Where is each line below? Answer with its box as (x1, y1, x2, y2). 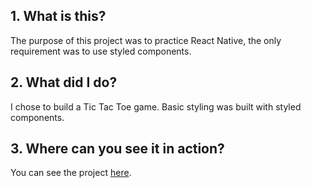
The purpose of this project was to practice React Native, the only (10, 34, 282, 46)
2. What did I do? (10, 74, 118, 91)
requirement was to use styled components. (10, 45, 192, 57)
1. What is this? (10, 8, 107, 25)
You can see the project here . (10, 167, 132, 179)
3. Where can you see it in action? (10, 140, 225, 158)
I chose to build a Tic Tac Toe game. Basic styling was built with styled (10, 100, 302, 113)
